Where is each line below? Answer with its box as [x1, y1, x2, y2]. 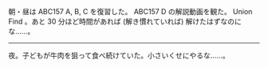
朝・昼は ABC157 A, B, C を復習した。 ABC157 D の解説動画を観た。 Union [8, 7, 253, 16]
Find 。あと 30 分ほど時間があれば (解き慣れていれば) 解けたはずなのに [8, 17, 242, 26]
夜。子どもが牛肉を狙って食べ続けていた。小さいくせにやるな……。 [8, 50, 230, 60]
